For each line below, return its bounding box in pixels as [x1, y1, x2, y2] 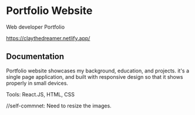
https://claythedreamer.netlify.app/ [6, 34, 90, 41]
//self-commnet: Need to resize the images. [6, 102, 112, 109]
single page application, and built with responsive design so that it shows [6, 73, 183, 80]
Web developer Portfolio [6, 23, 65, 30]
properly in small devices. [6, 79, 69, 86]
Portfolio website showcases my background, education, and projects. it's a [6, 67, 190, 74]
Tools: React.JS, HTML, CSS [6, 90, 75, 97]
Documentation [6, 51, 65, 62]
